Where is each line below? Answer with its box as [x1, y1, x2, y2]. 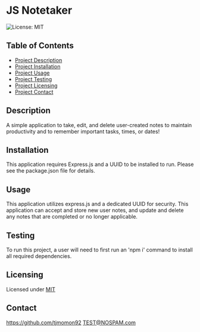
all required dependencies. [6, 253, 72, 260]
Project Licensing [14, 82, 58, 89]
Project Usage [14, 69, 50, 76]
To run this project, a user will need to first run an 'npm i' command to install [6, 246, 193, 253]
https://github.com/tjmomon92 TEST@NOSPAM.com [6, 319, 136, 326]
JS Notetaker [6, 4, 73, 17]
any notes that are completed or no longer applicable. [6, 213, 138, 220]
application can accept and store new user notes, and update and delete [6, 207, 184, 214]
